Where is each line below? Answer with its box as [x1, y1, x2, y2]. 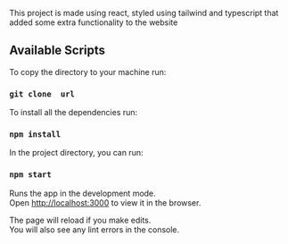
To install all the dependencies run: [9, 107, 138, 118]
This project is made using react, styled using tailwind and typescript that [9, 8, 279, 18]
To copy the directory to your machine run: [9, 66, 167, 77]
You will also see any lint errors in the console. [9, 223, 180, 235]
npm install [9, 130, 62, 139]
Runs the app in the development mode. [9, 188, 156, 198]
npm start [9, 170, 52, 180]
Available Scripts [9, 43, 105, 58]
